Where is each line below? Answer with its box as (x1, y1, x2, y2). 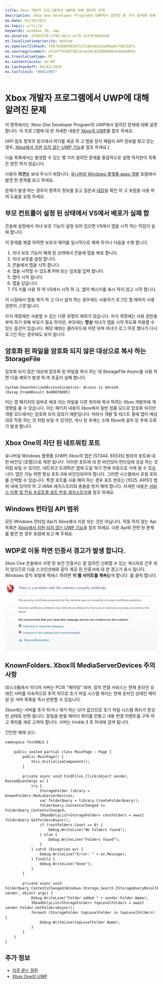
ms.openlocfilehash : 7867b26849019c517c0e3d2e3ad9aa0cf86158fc (5, 44, 136, 49)
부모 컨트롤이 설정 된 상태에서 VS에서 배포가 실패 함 (5, 209, 149, 218)
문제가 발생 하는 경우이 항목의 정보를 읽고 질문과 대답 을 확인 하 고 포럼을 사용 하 (5, 187, 155, 193)
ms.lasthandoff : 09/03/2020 (5, 64, 62, 69)
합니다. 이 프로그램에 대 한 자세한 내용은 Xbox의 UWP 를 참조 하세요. (5, 128, 134, 134)
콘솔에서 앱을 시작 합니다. (12, 262, 61, 268)
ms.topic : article (5, 23, 42, 28)
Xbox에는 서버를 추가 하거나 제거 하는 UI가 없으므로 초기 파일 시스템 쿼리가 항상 (5, 706, 155, 713)
